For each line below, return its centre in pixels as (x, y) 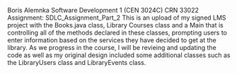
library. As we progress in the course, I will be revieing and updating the (112, 48)
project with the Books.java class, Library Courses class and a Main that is (116, 25)
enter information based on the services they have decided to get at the (112, 40)
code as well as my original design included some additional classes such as (119, 55)
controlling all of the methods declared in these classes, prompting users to (117, 32)
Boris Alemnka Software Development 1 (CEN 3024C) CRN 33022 (103, 10)
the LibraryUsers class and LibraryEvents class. (77, 62)
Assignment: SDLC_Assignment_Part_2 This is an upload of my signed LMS (117, 18)
